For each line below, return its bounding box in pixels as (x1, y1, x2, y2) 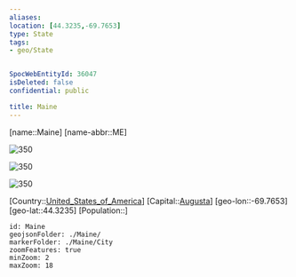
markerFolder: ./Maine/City (9, 237, 114, 247)
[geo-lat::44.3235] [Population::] (9, 205, 129, 216)
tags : (9, 37, 29, 47)
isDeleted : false (9, 78, 74, 87)
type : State (9, 29, 53, 38)
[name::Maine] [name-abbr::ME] (9, 126, 127, 138)
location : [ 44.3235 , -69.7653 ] (9, 21, 122, 30)
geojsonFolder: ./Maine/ (9, 230, 101, 239)
